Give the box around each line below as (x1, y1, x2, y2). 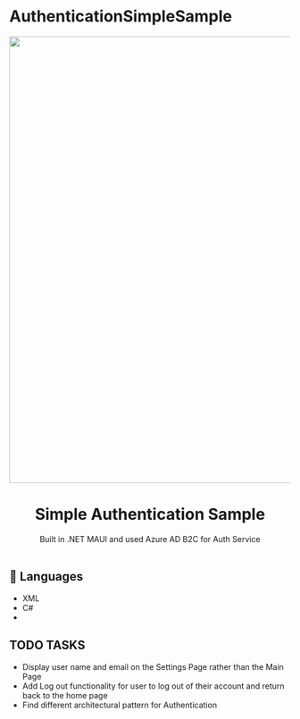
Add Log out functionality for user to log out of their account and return (21, 681, 285, 691)
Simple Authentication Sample (34, 505, 266, 524)
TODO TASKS (9, 638, 86, 653)
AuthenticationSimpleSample (9, 6, 232, 27)
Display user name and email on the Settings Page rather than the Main (21, 661, 284, 672)
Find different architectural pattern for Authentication (21, 699, 217, 710)
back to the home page (21, 690, 109, 700)
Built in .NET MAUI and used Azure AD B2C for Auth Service (39, 533, 261, 544)
